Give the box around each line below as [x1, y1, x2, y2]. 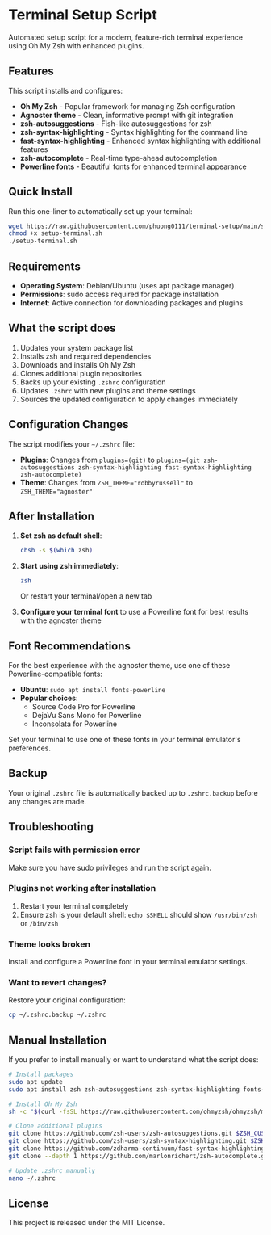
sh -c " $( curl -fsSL [8, 1107, 78, 1115]
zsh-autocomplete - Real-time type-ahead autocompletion [19, 153, 218, 162]
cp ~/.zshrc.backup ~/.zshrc [8, 1011, 106, 1019]
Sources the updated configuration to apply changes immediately [19, 394, 238, 404]
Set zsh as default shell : [19, 531, 102, 540]
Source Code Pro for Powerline [31, 702, 135, 712]
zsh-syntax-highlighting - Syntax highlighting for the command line [19, 127, 248, 137]
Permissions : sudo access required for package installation [19, 289, 219, 299]
